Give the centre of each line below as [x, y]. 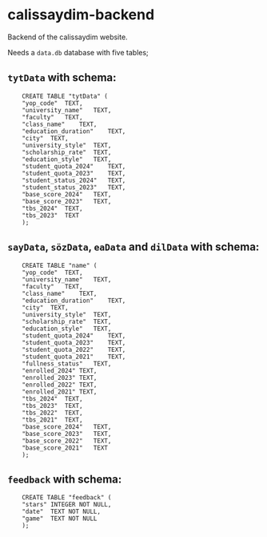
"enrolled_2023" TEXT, [60, 378]
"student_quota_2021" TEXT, [74, 357]
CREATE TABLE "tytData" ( [65, 96]
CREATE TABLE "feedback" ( [67, 498]
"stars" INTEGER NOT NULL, [67, 505]
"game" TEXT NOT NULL [60, 519]
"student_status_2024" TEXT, [74, 180]
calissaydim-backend [81, 15]
